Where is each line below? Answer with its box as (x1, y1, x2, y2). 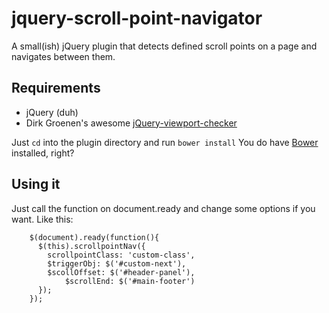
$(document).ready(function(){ (29, 232, 160, 242)
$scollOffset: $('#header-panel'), (47, 267, 196, 277)
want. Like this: (11, 213, 74, 225)
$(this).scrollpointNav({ (37, 241, 146, 251)
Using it (11, 176, 61, 193)
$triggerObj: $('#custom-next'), (47, 258, 187, 269)
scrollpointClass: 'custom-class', (47, 250, 196, 260)
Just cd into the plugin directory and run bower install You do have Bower (11, 136, 319, 148)
